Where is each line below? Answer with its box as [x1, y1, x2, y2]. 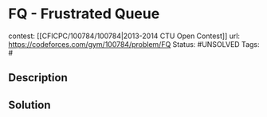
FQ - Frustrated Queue [8, 5, 160, 23]
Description [8, 71, 68, 84]
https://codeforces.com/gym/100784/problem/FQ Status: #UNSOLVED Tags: [8, 39, 261, 49]
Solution [8, 98, 51, 111]
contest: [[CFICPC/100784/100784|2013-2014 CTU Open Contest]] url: [8, 31, 241, 41]
